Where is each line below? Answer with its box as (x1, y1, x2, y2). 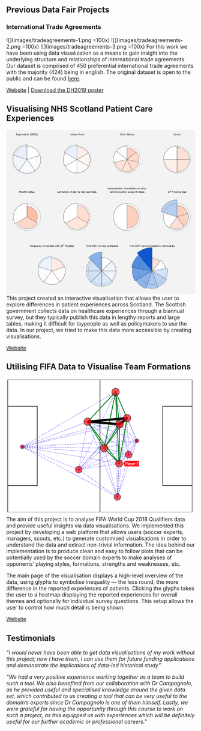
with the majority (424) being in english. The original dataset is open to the (6, 68, 191, 76)
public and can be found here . (6, 74, 81, 82)
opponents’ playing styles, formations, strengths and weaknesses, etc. (6, 560, 181, 568)
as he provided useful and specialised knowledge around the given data (6, 686, 186, 693)
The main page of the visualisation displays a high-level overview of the (6, 572, 184, 579)
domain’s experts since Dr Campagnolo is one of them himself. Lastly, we (6, 699, 188, 706)
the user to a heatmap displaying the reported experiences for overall (6, 591, 178, 598)
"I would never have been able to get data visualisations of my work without (6, 649, 195, 657)
